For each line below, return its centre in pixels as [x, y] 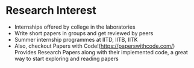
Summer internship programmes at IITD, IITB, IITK [76, 39]
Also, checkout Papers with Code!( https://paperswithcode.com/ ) [95, 46]
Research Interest [51, 10]
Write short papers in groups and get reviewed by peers [84, 33]
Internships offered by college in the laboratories [75, 27]
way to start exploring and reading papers [66, 58]
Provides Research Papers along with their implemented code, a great [101, 52]
